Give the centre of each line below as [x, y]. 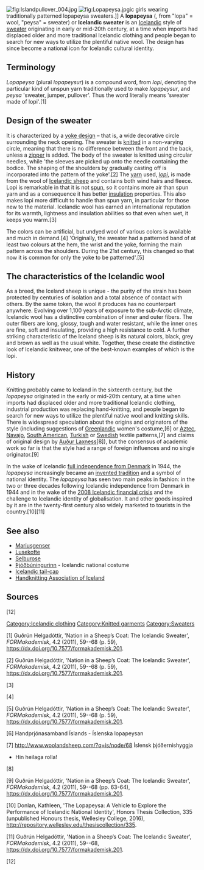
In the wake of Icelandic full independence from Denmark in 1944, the [94, 466]
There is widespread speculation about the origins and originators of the [97, 422]
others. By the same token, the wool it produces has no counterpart [91, 304]
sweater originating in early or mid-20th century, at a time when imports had [102, 29]
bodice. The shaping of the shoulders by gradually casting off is [86, 168]
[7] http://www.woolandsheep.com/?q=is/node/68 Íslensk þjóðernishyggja [100, 745]
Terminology [31, 67]
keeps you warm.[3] [31, 219]
